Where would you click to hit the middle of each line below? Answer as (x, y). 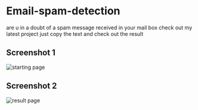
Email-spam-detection (63, 11)
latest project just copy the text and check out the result (75, 33)
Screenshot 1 (31, 53)
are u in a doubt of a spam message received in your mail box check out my (99, 27)
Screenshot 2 (32, 86)
